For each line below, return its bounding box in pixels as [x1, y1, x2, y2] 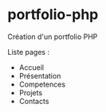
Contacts [18, 96, 49, 106]
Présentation [18, 71, 61, 80]
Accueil [18, 62, 45, 72]
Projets [18, 87, 43, 97]
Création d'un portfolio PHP [7, 32, 98, 41]
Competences [18, 79, 65, 89]
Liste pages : [7, 47, 49, 56]
